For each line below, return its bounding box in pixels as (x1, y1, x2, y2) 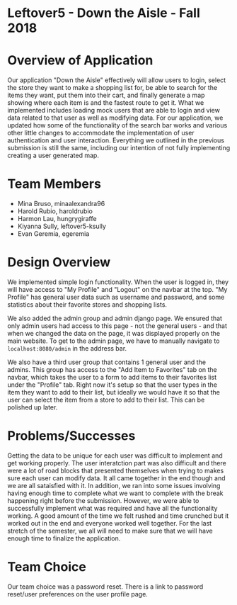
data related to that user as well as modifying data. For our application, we (7, 113, 224, 122)
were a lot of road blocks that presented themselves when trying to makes (7, 466, 224, 475)
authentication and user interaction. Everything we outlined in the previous (7, 136, 225, 145)
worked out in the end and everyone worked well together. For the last (7, 519, 212, 527)
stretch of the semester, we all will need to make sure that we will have (7, 526, 214, 535)
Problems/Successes (7, 428, 136, 444)
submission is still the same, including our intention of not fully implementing (7, 144, 231, 152)
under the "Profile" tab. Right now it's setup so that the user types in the (7, 380, 218, 389)
